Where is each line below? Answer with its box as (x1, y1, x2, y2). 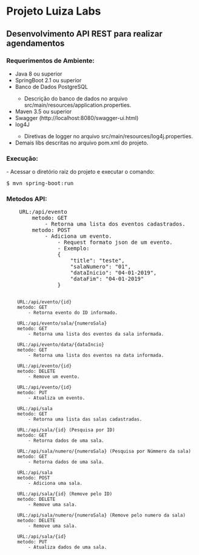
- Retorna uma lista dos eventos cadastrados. (44, 221, 186, 228)
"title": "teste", (70, 257, 125, 264)
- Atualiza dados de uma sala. (28, 544, 107, 551)
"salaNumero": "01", (70, 263, 132, 270)
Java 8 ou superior (15, 70, 62, 77)
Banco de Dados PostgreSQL (15, 83, 88, 90)
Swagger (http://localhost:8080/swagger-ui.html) (15, 114, 139, 121)
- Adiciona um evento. (44, 233, 112, 240)
